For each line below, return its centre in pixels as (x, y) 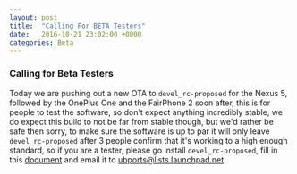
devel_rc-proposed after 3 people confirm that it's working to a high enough (148, 140)
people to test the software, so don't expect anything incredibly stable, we (146, 112)
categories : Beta (42, 42)
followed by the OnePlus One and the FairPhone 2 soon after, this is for (140, 103)
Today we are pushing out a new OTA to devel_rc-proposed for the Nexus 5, (148, 93)
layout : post (34, 17)
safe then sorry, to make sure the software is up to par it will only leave (140, 131)
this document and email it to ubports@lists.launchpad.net (117, 159)
